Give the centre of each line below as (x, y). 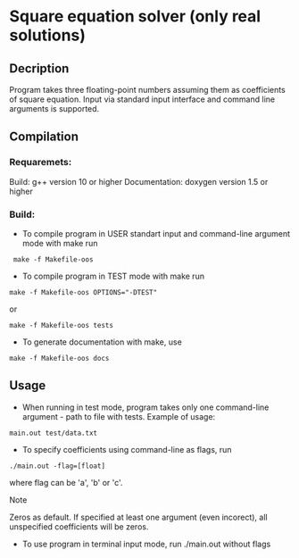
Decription (39, 68)
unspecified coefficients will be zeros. (79, 526)
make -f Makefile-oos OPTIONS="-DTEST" (83, 292)
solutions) (48, 35)
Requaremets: (41, 162)
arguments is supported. (54, 108)
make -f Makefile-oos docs (59, 358)
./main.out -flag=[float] (57, 466)
